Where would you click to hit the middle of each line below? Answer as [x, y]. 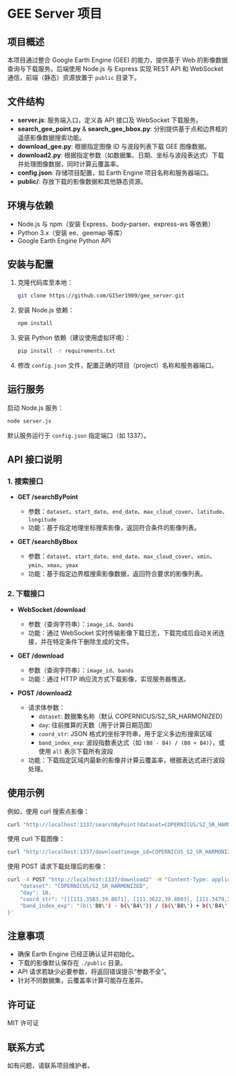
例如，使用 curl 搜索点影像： [48, 811]
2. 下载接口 [26, 594]
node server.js [29, 421]
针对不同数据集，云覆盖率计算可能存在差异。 [82, 981]
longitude [42, 520]
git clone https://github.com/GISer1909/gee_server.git [101, 296]
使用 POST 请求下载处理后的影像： [57, 866]
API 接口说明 [35, 460]
